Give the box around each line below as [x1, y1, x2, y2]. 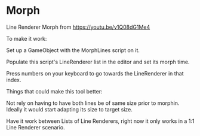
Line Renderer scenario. [6, 123, 65, 131]
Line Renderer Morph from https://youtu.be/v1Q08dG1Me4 [6, 23, 150, 31]
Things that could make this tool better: [6, 87, 103, 95]
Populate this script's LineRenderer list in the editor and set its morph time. [6, 58, 190, 65]
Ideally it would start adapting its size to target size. [6, 105, 133, 113]
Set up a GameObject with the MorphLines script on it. [6, 46, 140, 54]
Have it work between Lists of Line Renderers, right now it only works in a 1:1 [6, 117, 195, 125]
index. [6, 76, 21, 83]
